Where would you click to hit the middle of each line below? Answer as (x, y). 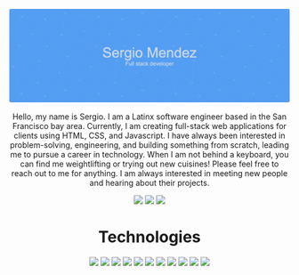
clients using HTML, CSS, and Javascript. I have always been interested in (149, 135)
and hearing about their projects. (149, 182)
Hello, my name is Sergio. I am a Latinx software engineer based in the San (149, 117)
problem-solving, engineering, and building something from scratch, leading (149, 145)
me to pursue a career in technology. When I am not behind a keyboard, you (149, 154)
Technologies (149, 237)
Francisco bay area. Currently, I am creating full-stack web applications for (149, 125)
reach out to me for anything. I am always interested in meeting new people (149, 173)
